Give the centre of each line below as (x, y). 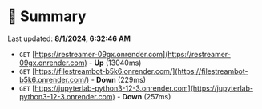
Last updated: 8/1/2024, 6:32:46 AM (69, 38)
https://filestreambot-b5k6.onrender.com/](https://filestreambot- (141, 71)
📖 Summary (47, 16)
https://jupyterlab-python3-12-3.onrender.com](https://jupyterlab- (144, 88)
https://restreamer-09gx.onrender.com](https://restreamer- (133, 54)
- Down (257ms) (144, 96)
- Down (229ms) (118, 79)
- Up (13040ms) (115, 63)
